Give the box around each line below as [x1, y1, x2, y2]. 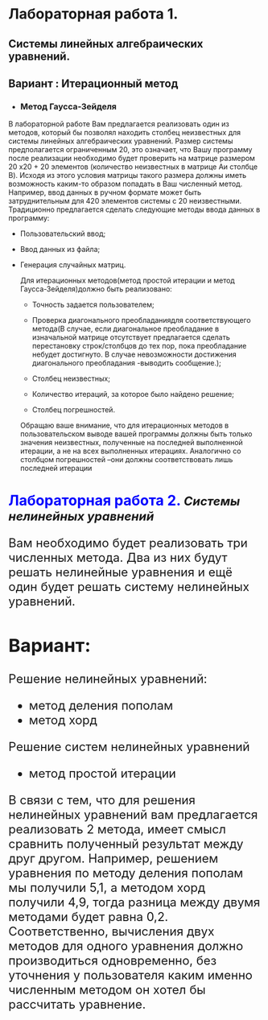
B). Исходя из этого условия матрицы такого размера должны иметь [8, 171, 247, 180]
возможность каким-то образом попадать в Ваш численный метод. [8, 179, 243, 189]
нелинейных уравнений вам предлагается [8, 807, 258, 822]
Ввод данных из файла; [19, 245, 101, 254]
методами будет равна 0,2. [8, 909, 169, 924]
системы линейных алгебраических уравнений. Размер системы [8, 136, 233, 146]
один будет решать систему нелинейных [8, 579, 249, 595]
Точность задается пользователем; [31, 299, 155, 310]
